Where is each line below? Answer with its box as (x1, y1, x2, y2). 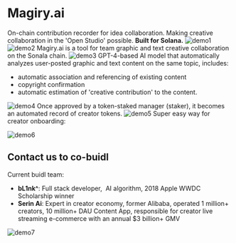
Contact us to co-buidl (7, 151, 109, 163)
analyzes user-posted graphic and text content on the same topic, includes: (7, 58, 229, 67)
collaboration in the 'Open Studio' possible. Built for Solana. (7, 36, 183, 44)
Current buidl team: (7, 170, 65, 179)
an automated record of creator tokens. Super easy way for (7, 109, 210, 118)
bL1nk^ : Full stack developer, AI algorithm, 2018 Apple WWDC (17, 184, 201, 192)
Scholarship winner (17, 191, 75, 200)
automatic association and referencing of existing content (17, 73, 187, 81)
